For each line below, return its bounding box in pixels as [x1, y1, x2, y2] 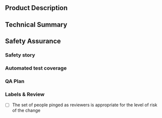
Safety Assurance [5, 37, 61, 45]
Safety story [5, 52, 35, 59]
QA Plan [5, 78, 24, 84]
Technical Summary [5, 20, 67, 29]
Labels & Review [5, 91, 45, 98]
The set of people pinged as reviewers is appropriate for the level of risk [12, 102, 158, 108]
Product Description [5, 4, 68, 12]
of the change [12, 107, 40, 114]
